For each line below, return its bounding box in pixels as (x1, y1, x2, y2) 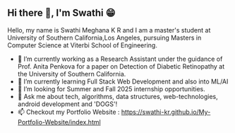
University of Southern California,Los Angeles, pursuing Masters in (7, 33, 202, 42)
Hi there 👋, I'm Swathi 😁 (7, 7, 116, 19)
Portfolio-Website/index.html (17, 117, 101, 126)
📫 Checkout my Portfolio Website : (17, 108, 120, 116)
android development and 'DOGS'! (17, 100, 118, 108)
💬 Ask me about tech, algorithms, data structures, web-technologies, (17, 92, 219, 100)
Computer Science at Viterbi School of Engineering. (7, 40, 157, 50)
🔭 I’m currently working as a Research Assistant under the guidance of (17, 54, 223, 63)
